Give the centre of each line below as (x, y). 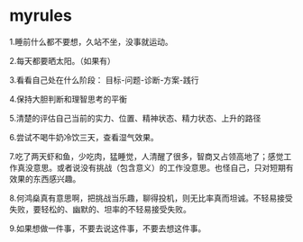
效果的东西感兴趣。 (45, 179)
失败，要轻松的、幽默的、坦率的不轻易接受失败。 (100, 209)
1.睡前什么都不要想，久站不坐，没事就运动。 (91, 41)
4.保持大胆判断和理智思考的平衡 (69, 99)
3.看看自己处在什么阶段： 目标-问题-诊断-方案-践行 (105, 80)
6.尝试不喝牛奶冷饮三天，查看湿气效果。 (84, 137)
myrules (41, 16)
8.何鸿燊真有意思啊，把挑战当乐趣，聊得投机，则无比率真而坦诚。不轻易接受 (151, 198)
